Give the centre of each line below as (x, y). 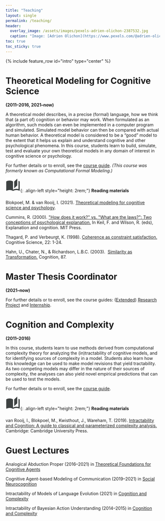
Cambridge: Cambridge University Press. (47, 430)
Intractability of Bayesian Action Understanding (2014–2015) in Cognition (79, 508)
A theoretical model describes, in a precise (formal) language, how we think (82, 114)
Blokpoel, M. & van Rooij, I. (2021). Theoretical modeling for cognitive (75, 202)
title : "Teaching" (24, 10)
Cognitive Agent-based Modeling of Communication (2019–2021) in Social (80, 479)
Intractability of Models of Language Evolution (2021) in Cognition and (76, 493)
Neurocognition (21, 484)
